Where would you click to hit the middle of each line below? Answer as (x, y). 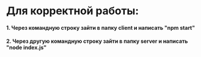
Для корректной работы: (73, 11)
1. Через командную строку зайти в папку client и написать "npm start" (100, 27)
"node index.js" (26, 47)
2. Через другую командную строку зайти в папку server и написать (97, 41)
